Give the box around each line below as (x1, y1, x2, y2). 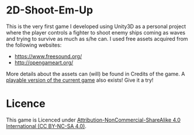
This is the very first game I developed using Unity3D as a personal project (6, 23, 186, 30)
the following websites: (6, 41, 62, 49)
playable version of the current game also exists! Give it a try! (6, 77, 154, 84)
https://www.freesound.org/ (14, 53, 82, 60)
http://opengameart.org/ (14, 59, 74, 66)
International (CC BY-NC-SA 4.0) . (6, 122, 86, 129)
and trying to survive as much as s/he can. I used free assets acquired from (6, 35, 188, 42)
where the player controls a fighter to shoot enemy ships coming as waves (6, 29, 186, 36)
